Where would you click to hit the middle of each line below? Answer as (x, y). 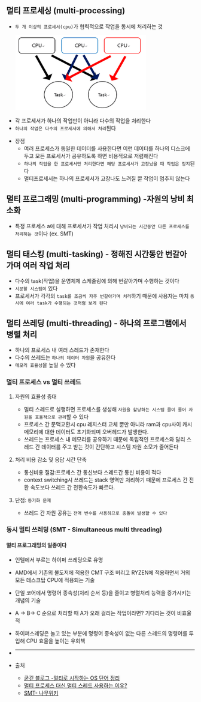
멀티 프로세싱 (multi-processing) (66, 11)
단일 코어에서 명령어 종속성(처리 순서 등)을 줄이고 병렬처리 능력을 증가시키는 (103, 593)
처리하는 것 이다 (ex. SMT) (44, 234)
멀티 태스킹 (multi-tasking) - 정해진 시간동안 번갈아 (97, 254)
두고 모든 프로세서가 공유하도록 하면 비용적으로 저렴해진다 (91, 156)
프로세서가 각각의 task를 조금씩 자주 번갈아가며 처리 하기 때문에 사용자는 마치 (102, 296)
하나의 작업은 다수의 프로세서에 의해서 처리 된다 (66, 128)
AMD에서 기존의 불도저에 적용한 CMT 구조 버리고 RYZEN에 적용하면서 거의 (102, 572)
